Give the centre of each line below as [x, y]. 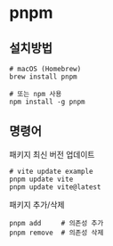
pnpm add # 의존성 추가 [56, 223]
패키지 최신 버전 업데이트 [52, 154]
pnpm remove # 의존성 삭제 [56, 233]
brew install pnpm [43, 77]
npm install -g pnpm [48, 102]
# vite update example [51, 171]
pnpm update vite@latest [55, 187]
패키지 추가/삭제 [37, 204]
